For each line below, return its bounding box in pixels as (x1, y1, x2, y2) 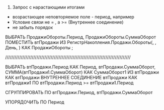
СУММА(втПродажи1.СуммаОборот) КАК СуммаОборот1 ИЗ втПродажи (5, 69, 159, 75)
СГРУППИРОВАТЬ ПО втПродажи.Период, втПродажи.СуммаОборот (5, 90, 153, 95)
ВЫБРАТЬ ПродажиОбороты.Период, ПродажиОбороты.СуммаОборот (5, 34, 157, 40)
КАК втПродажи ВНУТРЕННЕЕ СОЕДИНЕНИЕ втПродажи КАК (5, 75, 138, 80)
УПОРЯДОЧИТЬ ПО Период (5, 99, 65, 105)
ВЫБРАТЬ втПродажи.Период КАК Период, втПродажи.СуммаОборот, (5, 64, 156, 70)
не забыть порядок (12, 24, 53, 30)
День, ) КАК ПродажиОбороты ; (5, 45, 74, 50)
